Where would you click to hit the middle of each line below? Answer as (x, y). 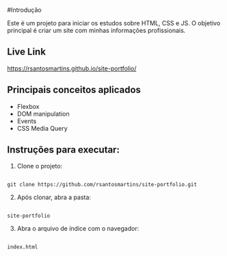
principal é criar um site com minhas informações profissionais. (96, 30)
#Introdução (25, 10)
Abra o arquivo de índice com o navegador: (78, 229)
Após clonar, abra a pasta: (54, 197)
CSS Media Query (42, 128)
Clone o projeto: (40, 166)
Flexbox (28, 106)
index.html (23, 247)
